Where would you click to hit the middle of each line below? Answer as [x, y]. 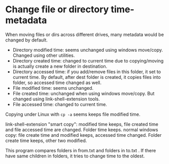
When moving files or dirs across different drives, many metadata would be [84, 34]
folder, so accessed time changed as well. [57, 83]
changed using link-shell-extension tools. [56, 99]
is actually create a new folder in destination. [60, 66]
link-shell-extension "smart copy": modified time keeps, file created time [82, 124]
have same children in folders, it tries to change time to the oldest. [75, 156]
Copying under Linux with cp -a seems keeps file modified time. [73, 114]
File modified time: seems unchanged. [53, 88]
